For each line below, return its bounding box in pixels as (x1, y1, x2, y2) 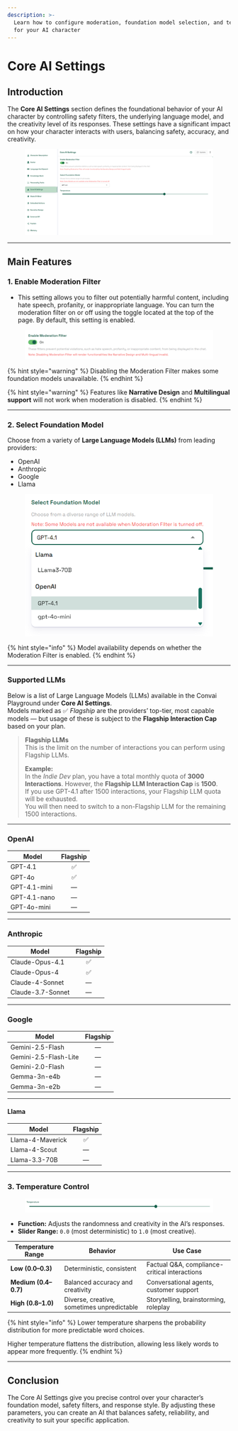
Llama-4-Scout (10, 1146, 57, 1154)
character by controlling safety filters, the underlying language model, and (7, 112, 225, 121)
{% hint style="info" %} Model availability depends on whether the (7, 643, 202, 652)
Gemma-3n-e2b (10, 1082, 61, 1090)
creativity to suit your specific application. (7, 1416, 130, 1425)
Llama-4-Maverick (10, 1135, 67, 1144)
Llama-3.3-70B (10, 1155, 58, 1164)
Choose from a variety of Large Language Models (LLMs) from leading (7, 436, 216, 445)
